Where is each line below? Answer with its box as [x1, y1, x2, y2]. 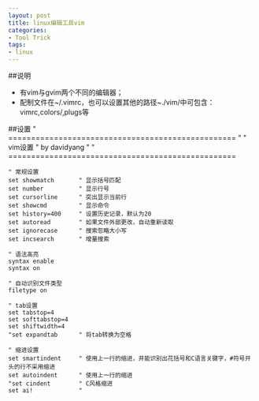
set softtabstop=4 [8, 316, 68, 324]
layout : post [8, 11, 51, 20]
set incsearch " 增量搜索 [8, 235, 110, 243]
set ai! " [8, 387, 83, 395]
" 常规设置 [8, 168, 39, 176]
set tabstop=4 [8, 309, 55, 317]
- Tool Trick [8, 33, 51, 42]
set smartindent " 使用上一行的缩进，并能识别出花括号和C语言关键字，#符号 [8, 354, 246, 362]
